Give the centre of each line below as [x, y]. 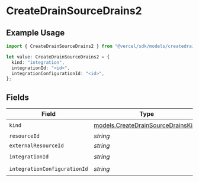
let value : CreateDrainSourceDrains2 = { [58, 57]
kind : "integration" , [38, 62]
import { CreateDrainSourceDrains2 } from [59, 46]
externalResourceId [36, 146]
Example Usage [36, 33]
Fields [18, 97]
